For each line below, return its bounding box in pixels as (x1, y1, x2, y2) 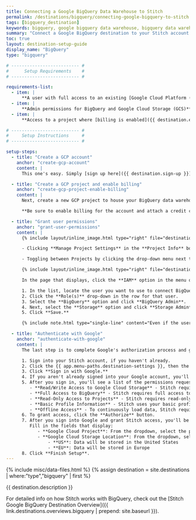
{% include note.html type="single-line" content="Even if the (21, 320, 179, 326)
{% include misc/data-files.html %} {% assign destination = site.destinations (6, 466, 190, 473)
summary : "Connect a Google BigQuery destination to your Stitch (6, 30, 168, 36)
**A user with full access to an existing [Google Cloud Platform (21, 95, 187, 101)
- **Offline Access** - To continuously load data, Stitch (29, 406, 176, 413)
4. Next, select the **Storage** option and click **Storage (21, 304, 174, 310)
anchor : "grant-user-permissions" (16, 224, 100, 230)
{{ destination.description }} (6, 484, 73, 491)
